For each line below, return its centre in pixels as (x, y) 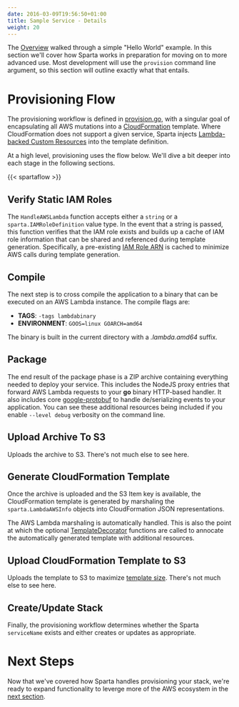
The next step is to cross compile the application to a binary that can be (113, 294)
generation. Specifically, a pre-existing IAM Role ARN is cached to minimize (118, 247)
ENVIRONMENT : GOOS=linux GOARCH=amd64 (80, 323)
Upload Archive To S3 (56, 437)
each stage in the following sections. (61, 163)
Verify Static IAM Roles (60, 200)
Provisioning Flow (61, 99)
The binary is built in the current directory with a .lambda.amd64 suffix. (112, 337)
